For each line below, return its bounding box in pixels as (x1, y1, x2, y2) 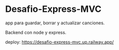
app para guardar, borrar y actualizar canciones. (5, 20, 105, 26)
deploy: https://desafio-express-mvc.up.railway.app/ (5, 39, 114, 45)
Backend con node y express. (5, 29, 66, 35)
